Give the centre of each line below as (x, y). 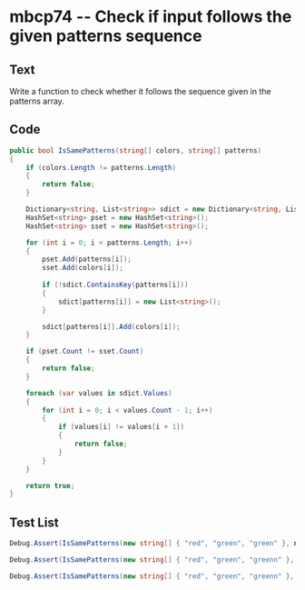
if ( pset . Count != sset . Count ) (85, 352)
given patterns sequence (106, 36)
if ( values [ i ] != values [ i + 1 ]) (121, 427)
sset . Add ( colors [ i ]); (83, 268)
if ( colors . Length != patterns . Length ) (101, 167)
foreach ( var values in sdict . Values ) (99, 393)
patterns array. (37, 101)
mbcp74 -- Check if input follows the (151, 17)
